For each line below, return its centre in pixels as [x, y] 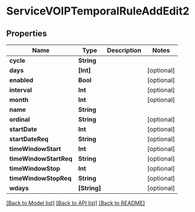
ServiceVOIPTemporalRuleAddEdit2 [98, 11]
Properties [27, 34]
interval [21, 90]
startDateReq [29, 139]
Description [124, 50]
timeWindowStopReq [40, 178]
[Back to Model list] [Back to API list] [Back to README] [76, 203]
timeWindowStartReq [41, 159]
